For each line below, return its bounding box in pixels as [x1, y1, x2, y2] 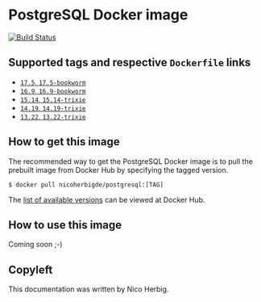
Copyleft [8, 262, 53, 276]
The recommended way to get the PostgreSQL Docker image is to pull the [8, 156, 254, 166]
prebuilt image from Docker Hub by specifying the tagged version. [8, 165, 229, 174]
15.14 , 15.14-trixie [19, 94, 86, 104]
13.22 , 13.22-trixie [19, 111, 86, 121]
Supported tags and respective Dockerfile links [8, 56, 251, 69]
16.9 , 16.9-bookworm [19, 86, 86, 95]
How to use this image [8, 218, 122, 232]
